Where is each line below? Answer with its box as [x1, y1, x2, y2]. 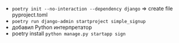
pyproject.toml [11, 11, 48, 18]
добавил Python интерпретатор [11, 24, 92, 31]
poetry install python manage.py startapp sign [11, 30, 126, 37]
